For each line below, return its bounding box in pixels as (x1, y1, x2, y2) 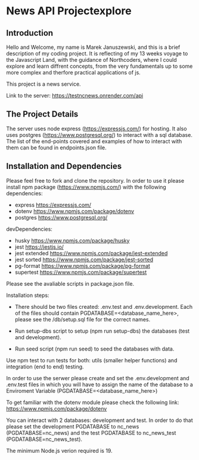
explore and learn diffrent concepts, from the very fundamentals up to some (6, 62, 193, 70)
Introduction (6, 28, 54, 38)
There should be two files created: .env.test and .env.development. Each (14, 303, 193, 310)
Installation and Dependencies (6, 161, 122, 171)
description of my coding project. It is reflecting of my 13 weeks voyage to (6, 50, 188, 57)
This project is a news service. (6, 80, 82, 87)
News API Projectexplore (6, 4, 132, 18)
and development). (14, 333, 61, 340)
